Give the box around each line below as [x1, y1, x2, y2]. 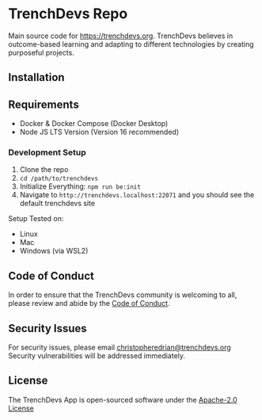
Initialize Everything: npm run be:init [19, 181, 141, 191]
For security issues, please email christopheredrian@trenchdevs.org [8, 342, 231, 353]
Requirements [8, 97, 79, 111]
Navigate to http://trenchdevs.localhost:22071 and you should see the [19, 190, 255, 200]
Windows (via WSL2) [19, 246, 89, 256]
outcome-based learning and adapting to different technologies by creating [8, 39, 255, 48]
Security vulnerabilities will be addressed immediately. [8, 351, 186, 361]
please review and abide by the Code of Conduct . [8, 299, 170, 308]
